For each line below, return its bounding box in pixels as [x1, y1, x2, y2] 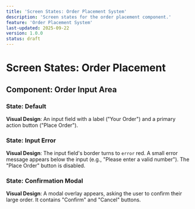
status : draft [6, 36, 41, 42]
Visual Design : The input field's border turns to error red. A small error [6, 150, 178, 157]
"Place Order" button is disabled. [6, 162, 86, 169]
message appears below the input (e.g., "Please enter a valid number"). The [6, 156, 190, 163]
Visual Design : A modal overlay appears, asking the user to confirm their [6, 190, 183, 197]
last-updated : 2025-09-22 [6, 25, 69, 31]
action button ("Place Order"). [6, 122, 78, 129]
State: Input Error [6, 136, 57, 144]
